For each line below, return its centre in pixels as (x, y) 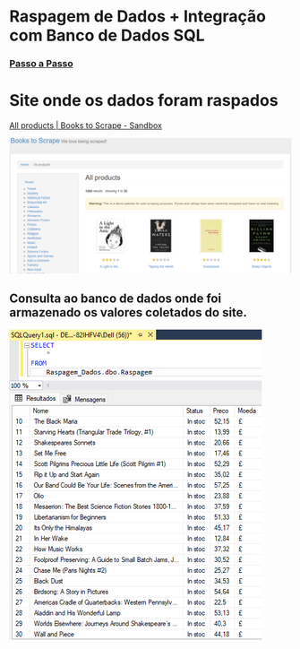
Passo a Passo (41, 64)
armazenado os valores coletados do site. (129, 312)
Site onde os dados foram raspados (144, 101)
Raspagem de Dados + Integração (138, 17)
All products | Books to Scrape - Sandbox (86, 125)
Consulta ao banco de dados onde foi (116, 299)
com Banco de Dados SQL (107, 35)
